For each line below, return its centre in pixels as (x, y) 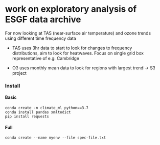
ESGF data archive (43, 19)
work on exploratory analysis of (71, 9)
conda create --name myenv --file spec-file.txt (56, 138)
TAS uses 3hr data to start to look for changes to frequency (72, 48)
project (19, 73)
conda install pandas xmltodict (38, 112)
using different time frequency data (41, 38)
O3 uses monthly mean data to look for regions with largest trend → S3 (84, 68)
